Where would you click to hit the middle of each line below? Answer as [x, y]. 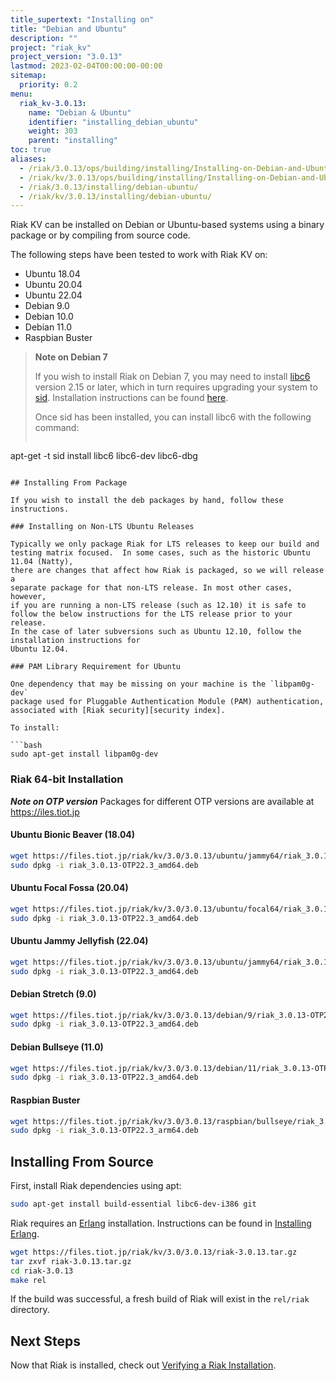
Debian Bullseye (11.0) [57, 1047]
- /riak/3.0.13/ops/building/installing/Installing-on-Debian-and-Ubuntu [176, 168]
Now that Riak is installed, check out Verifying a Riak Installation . [143, 1365]
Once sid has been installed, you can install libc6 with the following [173, 417]
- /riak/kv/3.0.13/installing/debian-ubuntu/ [116, 196]
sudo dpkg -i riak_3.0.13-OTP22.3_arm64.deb [104, 1131]
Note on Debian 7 [71, 357]
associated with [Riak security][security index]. [118, 711]
